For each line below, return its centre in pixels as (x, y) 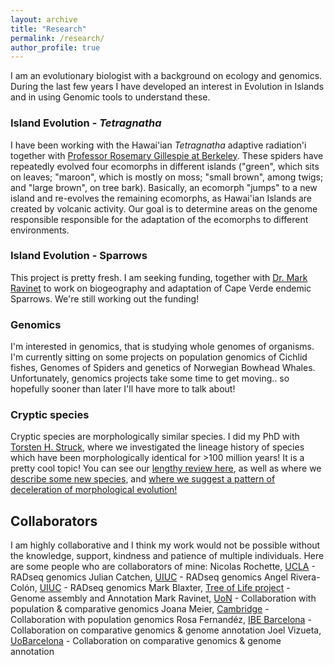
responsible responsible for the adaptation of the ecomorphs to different (159, 219)
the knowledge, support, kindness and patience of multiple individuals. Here (167, 556)
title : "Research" (48, 29)
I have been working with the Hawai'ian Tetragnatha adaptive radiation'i (158, 145)
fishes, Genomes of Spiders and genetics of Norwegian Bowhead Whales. (163, 368)
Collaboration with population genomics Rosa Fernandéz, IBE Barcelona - (161, 620)
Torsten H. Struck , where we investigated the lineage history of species (157, 447)
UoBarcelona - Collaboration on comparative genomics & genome (146, 641)
